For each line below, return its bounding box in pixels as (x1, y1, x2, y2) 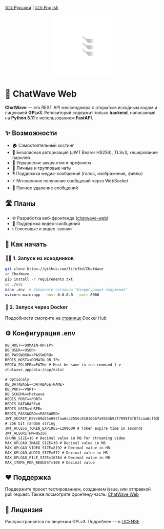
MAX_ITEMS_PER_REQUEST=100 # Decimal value (5, 460, 95, 465)
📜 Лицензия (5, 506, 43, 514)
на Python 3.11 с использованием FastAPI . (5, 115, 94, 121)
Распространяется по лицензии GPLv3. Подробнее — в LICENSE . (5, 519, 141, 525)
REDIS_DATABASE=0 (5, 401, 41, 406)
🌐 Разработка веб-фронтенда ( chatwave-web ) (12, 215, 109, 221)
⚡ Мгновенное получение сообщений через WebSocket (12, 177, 128, 183)
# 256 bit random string (5, 421, 56, 426)
